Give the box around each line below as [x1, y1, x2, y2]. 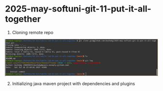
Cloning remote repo [12, 29, 53, 35]
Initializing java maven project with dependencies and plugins [12, 81, 135, 87]
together [5, 13, 41, 25]
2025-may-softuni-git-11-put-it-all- [5, 3, 151, 14]
